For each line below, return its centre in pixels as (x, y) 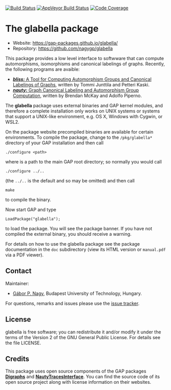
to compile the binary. (28, 199)
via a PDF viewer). (25, 255)
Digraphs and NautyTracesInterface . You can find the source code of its (83, 377)
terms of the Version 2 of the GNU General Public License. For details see (83, 337)
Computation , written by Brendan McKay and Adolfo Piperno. (77, 96)
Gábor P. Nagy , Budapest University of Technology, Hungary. (77, 293)
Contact (18, 271)
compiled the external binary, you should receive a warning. (68, 234)
